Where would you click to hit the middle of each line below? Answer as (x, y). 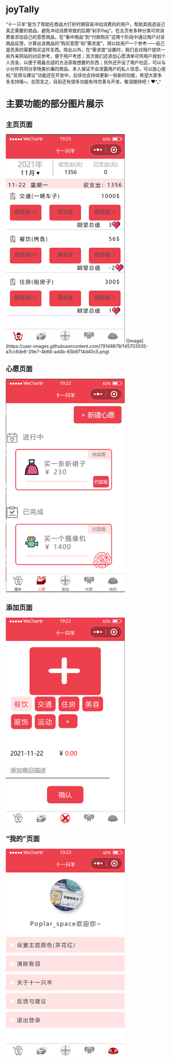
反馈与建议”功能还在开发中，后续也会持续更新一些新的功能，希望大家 (85, 75)
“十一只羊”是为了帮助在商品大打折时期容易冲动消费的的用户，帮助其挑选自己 (85, 24)
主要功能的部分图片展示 (55, 104)
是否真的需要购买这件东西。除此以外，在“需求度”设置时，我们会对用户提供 (83, 49)
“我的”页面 (23, 839)
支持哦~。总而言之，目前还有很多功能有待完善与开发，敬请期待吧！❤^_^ (85, 81)
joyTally (23, 9)
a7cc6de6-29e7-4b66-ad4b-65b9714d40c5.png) (58, 351)
